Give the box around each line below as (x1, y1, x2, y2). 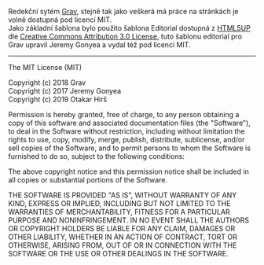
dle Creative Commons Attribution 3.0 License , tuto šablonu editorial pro (8, 31, 242, 41)
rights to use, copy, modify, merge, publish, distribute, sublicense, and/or (8, 135, 245, 144)
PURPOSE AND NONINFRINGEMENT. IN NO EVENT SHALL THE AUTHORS (8, 215, 250, 225)
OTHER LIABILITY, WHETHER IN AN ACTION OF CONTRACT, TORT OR (8, 232, 237, 241)
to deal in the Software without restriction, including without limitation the (8, 127, 245, 136)
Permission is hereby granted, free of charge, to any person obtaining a (8, 110, 240, 119)
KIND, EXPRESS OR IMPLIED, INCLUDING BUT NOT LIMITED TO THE (8, 199, 231, 208)
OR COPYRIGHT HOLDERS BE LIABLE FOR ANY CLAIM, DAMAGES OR (8, 224, 236, 233)
